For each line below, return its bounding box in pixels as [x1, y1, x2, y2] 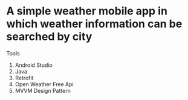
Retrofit [15, 74, 34, 81]
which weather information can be [6, 17, 183, 31]
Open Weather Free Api [15, 80, 74, 88]
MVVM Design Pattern [15, 87, 71, 94]
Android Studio [15, 61, 53, 69]
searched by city [6, 30, 92, 43]
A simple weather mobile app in [6, 4, 168, 18]
